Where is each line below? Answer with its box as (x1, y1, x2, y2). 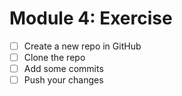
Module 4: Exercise (9, 7, 173, 30)
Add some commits (23, 63, 104, 75)
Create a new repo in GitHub (23, 40, 142, 52)
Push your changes (23, 74, 104, 86)
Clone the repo (23, 52, 86, 63)
